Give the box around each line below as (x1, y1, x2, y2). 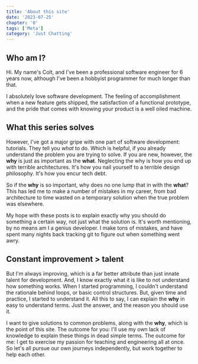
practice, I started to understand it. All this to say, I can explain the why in (6, 295, 185, 302)
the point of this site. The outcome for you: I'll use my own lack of (6, 325, 166, 333)
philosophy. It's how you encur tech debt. (6, 170, 108, 177)
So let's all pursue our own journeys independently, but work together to (6, 344, 183, 352)
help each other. (6, 351, 46, 358)
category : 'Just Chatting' (6, 31, 73, 37)
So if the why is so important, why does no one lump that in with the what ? (6, 181, 189, 188)
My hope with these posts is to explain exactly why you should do (6, 211, 167, 219)
